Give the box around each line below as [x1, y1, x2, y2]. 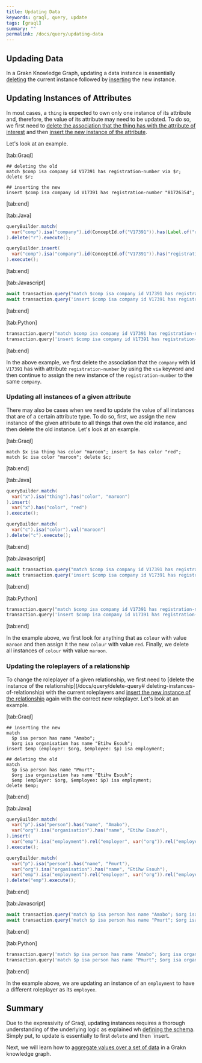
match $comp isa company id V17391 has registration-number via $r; [6, 168, 182, 174]
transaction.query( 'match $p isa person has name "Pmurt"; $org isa [6, 957, 182, 963]
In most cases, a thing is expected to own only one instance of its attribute [6, 109, 192, 116]
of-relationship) [6, 688, 45, 696]
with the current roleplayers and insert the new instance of [46, 688, 191, 696]
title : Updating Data [6, 8, 61, 15]
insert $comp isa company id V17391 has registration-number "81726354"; [6, 189, 195, 195]
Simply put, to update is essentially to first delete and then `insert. [6, 1032, 170, 1039]
